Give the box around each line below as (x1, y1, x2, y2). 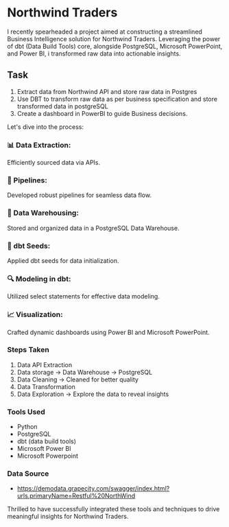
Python (16, 423, 38, 431)
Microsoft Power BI (16, 445, 71, 453)
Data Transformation (16, 382, 75, 390)
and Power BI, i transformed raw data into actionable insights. (7, 49, 181, 58)
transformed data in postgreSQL (16, 102, 108, 110)
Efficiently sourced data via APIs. (7, 159, 101, 167)
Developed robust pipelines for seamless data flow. (7, 191, 152, 200)
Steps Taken (7, 345, 49, 355)
